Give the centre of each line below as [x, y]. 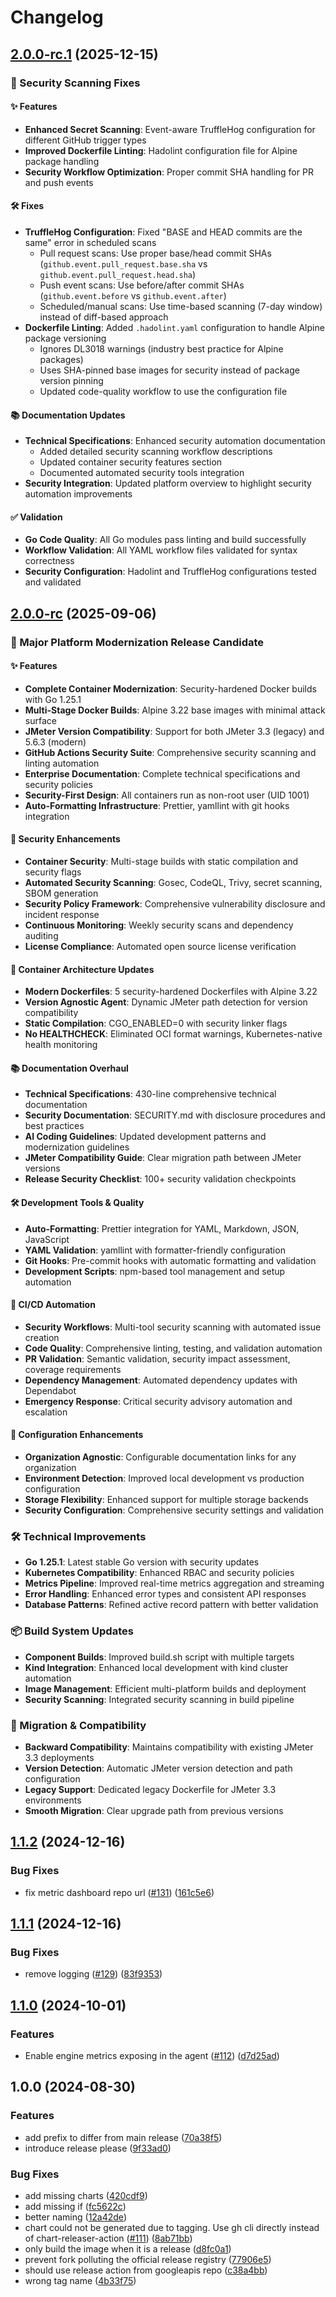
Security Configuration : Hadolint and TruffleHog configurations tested [170, 572]
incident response [62, 915]
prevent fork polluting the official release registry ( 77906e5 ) [148, 2259]
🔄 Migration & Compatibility [78, 1725]
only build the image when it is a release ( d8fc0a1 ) [128, 2248]
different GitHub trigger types [85, 140]
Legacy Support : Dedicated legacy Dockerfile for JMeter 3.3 [150, 1789]
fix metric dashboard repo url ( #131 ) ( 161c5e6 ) [119, 1892]
